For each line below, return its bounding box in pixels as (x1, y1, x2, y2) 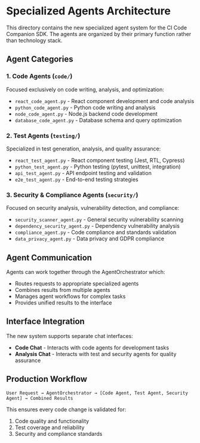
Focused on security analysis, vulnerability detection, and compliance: (6, 204, 180, 212)
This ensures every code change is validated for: (6, 406, 127, 413)
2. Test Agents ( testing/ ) (6, 131, 81, 140)
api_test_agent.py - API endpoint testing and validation (14, 169, 152, 176)
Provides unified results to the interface (14, 299, 112, 306)
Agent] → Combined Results (6, 395, 73, 401)
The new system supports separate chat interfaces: (6, 332, 133, 339)
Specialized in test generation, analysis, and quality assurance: (6, 145, 161, 152)
